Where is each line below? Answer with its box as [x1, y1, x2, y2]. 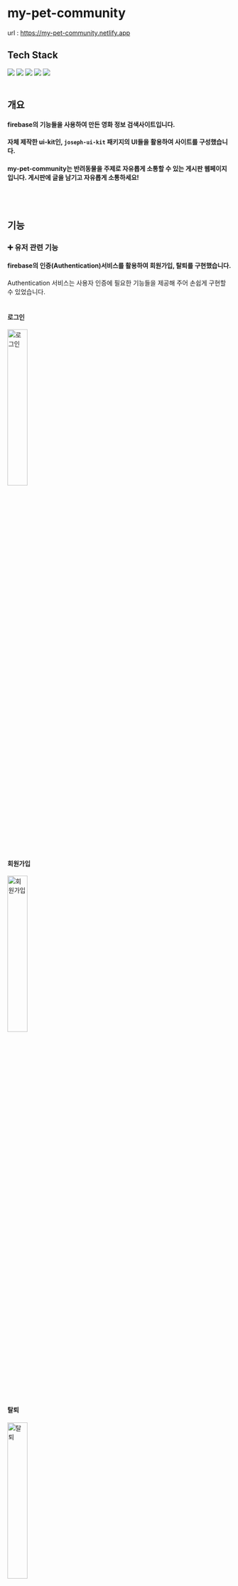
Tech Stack [7, 49, 58, 61]
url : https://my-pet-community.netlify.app [7, 28, 131, 37]
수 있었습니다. [7, 288, 46, 296]
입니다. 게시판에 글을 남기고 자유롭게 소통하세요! [7, 173, 140, 182]
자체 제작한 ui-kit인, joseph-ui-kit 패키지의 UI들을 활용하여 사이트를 [7, 137, 198, 147]
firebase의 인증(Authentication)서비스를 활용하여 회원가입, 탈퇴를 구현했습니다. [7, 261, 232, 270]
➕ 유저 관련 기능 [7, 242, 59, 252]
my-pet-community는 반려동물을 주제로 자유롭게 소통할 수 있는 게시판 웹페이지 [7, 164, 227, 172]
